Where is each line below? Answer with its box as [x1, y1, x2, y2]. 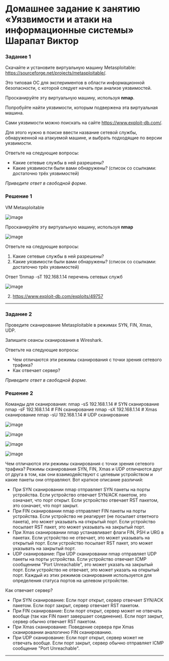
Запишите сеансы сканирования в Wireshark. [5, 337, 103, 343]
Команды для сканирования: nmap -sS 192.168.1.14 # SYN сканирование [5, 401, 159, 407]
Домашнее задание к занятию [5, 3, 141, 15]
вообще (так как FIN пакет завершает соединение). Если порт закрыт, [12, 613, 164, 619]
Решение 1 [5, 193, 33, 200]
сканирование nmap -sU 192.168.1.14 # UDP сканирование [5, 412, 129, 418]
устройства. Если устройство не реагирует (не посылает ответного [12, 513, 159, 519]
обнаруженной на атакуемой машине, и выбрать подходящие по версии [5, 135, 162, 141]
